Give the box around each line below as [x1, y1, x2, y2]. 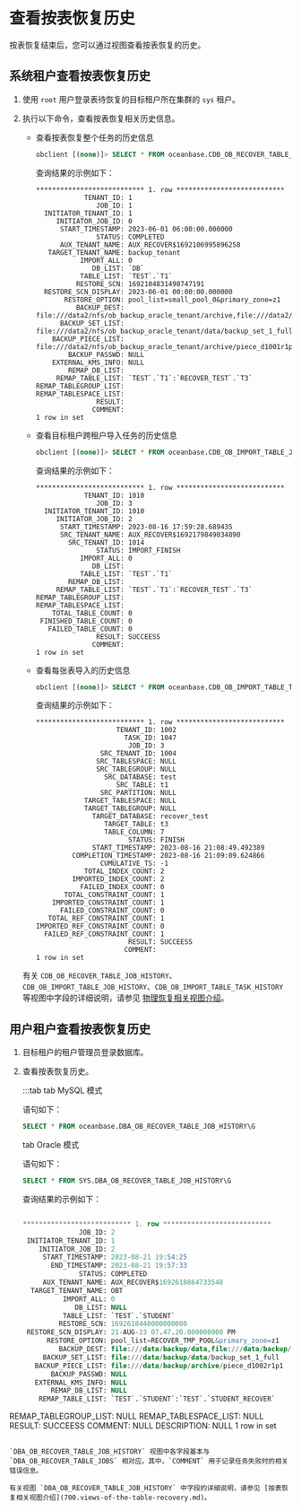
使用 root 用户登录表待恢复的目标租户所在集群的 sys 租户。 [21, 93, 240, 104]
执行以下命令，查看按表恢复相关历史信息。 [21, 113, 180, 124]
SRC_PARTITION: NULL [99, 789, 177, 798]
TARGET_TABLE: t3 [104, 820, 168, 829]
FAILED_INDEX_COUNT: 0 [80, 883, 165, 892]
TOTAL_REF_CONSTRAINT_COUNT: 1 [47, 914, 165, 923]
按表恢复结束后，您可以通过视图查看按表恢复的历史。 [9, 39, 206, 50]
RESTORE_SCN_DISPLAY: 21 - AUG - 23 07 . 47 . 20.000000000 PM [26, 1328, 236, 1337]
